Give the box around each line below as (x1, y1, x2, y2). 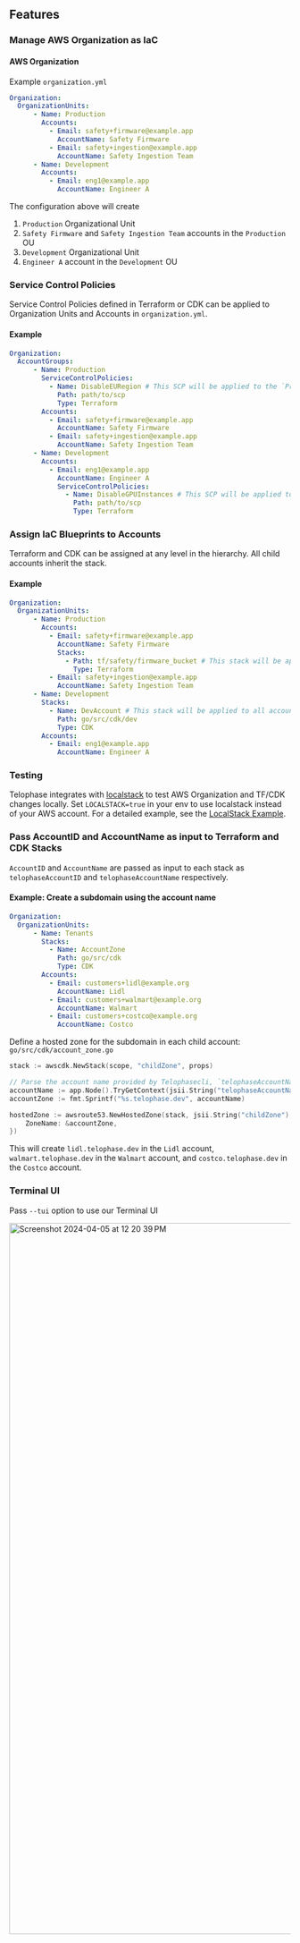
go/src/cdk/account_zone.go (9, 1046, 114, 1055)
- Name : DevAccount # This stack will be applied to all (48, 706, 266, 715)
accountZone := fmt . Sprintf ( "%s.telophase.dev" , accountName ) (9, 1094, 246, 1103)
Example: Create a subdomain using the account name (9, 892, 217, 903)
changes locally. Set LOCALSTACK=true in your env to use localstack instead (9, 799, 282, 810)
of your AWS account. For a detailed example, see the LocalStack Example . (9, 809, 287, 819)
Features (9, 7, 60, 22)
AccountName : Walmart (56, 1004, 138, 1013)
